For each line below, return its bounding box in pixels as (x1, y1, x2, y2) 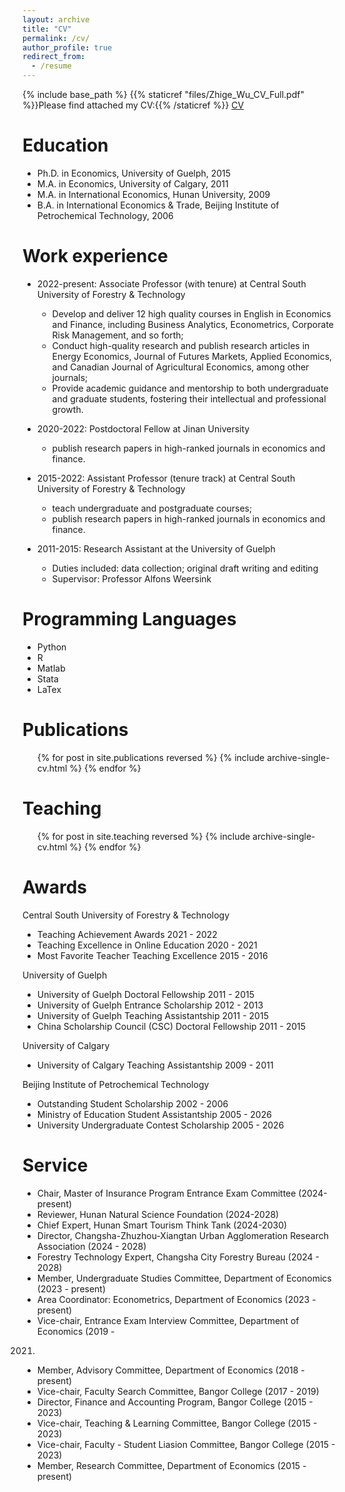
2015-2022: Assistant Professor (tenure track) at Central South (36, 472, 296, 484)
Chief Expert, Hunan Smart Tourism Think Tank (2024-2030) (36, 1219, 288, 1231)
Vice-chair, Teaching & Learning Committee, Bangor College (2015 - (36, 1417, 318, 1429)
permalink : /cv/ (22, 33, 90, 43)
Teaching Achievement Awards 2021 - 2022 (36, 928, 218, 940)
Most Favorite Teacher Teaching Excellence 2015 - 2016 (36, 949, 269, 961)
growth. (51, 403, 84, 415)
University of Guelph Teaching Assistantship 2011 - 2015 (36, 1009, 269, 1021)
